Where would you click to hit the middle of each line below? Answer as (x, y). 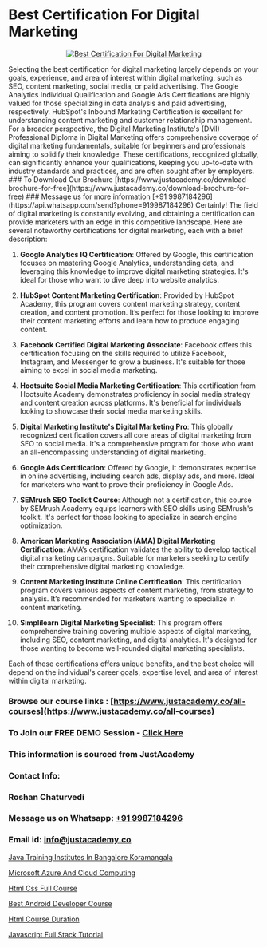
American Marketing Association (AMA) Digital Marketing (118, 541)
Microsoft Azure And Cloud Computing (72, 873)
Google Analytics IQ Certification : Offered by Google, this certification (136, 254)
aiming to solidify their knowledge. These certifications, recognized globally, (133, 154)
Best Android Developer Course (61, 903)
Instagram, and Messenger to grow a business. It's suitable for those (132, 362)
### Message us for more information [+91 (96, 196)
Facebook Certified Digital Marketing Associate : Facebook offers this (136, 344)
